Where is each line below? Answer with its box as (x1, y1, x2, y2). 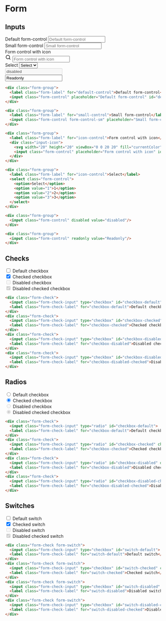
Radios (5, 378, 27, 386)
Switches (5, 502, 35, 510)
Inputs (5, 23, 26, 31)
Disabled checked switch (12, 533, 64, 539)
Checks (5, 254, 30, 262)
